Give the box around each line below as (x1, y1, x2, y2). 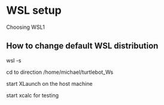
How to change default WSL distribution (6, 41, 159, 51)
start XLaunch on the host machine (6, 80, 93, 87)
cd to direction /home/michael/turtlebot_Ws (6, 68, 114, 76)
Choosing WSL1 (6, 23, 45, 31)
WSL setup (6, 4, 62, 17)
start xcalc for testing (6, 91, 59, 99)
